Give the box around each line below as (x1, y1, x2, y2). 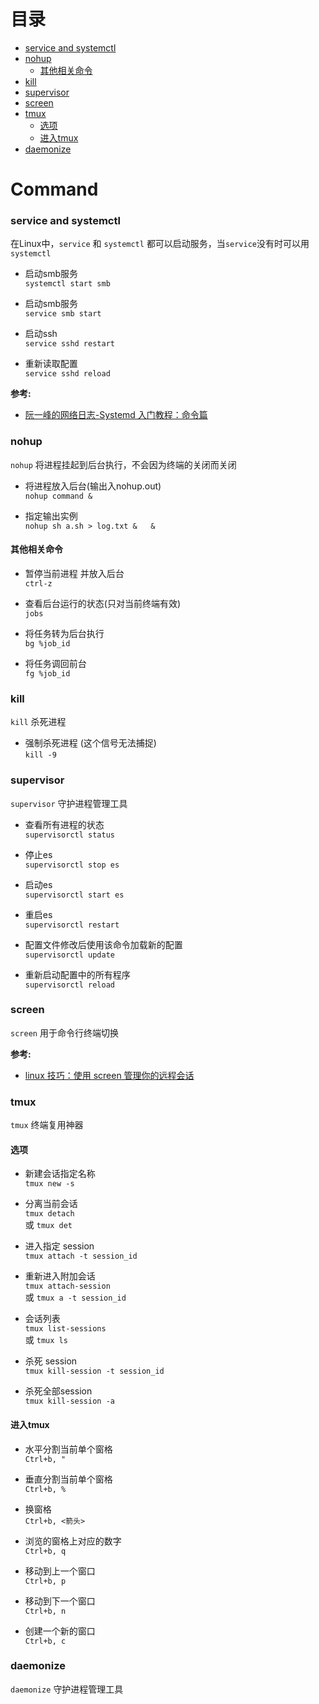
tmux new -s (24, 1179, 75, 1189)
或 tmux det (24, 1219, 73, 1231)
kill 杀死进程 (10, 716, 67, 728)
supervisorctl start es (24, 890, 125, 900)
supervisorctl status (24, 830, 115, 840)
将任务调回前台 (24, 657, 87, 669)
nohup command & (24, 491, 93, 501)
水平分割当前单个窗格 (24, 1443, 113, 1455)
